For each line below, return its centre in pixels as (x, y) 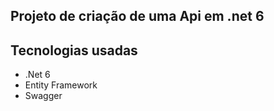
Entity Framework (61, 85)
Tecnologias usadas (74, 50)
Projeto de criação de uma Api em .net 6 (137, 16)
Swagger (43, 96)
